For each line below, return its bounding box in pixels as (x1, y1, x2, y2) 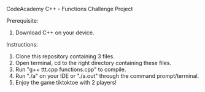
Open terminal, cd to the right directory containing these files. (15, 59, 172, 66)
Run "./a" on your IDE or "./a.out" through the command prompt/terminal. (15, 72, 199, 79)
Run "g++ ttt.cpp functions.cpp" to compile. (15, 66, 126, 73)
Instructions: (6, 41, 38, 48)
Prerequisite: (6, 17, 39, 24)
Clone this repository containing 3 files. (15, 53, 115, 60)
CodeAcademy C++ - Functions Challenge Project (6, 6, 133, 12)
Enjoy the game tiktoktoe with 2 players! (15, 79, 117, 86)
